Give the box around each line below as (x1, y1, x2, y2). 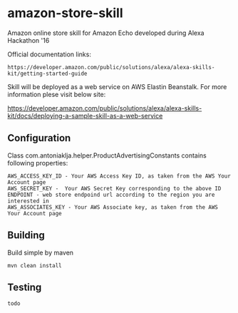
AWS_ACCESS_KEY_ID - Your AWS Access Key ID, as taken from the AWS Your (7, 173, 232, 180)
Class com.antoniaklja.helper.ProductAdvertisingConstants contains (7, 151, 207, 160)
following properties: (7, 158, 68, 167)
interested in (7, 197, 50, 205)
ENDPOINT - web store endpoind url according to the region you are (7, 191, 215, 198)
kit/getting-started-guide (7, 70, 88, 77)
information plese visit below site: (7, 90, 106, 98)
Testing (7, 281, 42, 293)
